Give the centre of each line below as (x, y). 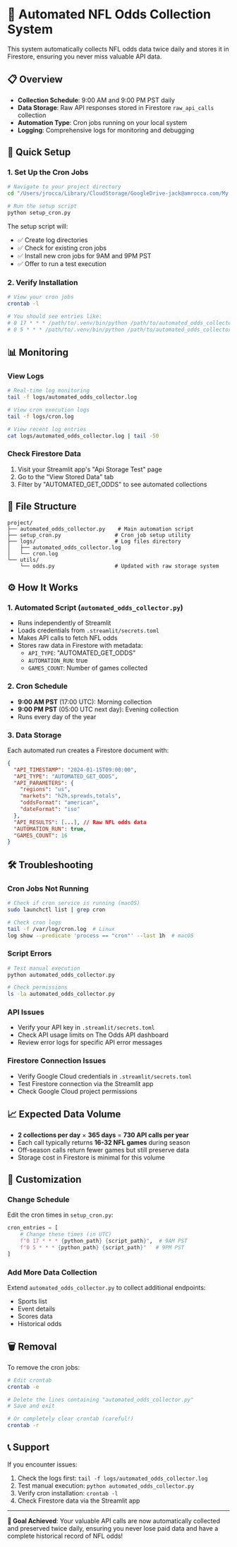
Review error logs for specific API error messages (90, 1042)
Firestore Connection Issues (57, 1061)
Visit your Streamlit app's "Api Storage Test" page (90, 469)
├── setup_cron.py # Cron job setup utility (99, 535)
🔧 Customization (44, 1179)
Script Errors (30, 953)
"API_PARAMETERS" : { (44, 783)
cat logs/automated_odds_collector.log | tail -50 (83, 436)
